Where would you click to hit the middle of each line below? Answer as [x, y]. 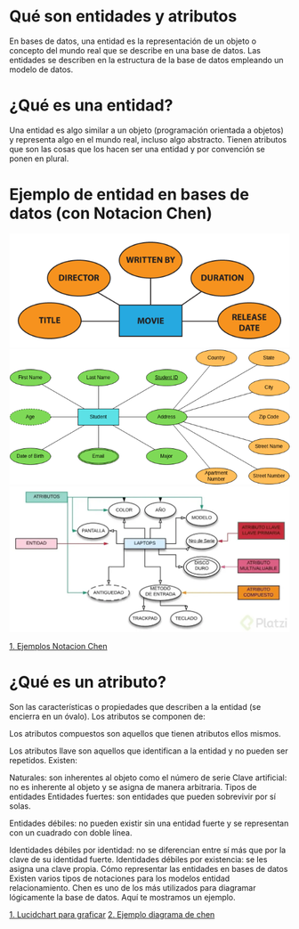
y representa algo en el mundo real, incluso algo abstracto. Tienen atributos [148, 139]
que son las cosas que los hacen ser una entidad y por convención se [137, 149]
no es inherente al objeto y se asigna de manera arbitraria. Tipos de [133, 786]
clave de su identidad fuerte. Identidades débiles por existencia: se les [138, 859]
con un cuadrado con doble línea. [71, 832]
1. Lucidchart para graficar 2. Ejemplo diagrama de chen [112, 914]
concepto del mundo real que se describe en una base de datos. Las [135, 50]
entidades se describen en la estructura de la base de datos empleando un [146, 60]
